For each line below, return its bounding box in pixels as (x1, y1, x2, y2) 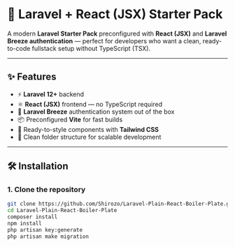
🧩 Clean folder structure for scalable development (17, 133, 162, 141)
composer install (7, 214, 58, 220)
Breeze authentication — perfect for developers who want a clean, (7, 36, 201, 45)
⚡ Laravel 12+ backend (17, 90, 85, 98)
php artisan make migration (7, 233, 90, 240)
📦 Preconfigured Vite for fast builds (17, 115, 123, 123)
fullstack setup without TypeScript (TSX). (31, 44, 151, 52)
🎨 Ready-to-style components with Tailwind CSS (17, 125, 159, 133)
